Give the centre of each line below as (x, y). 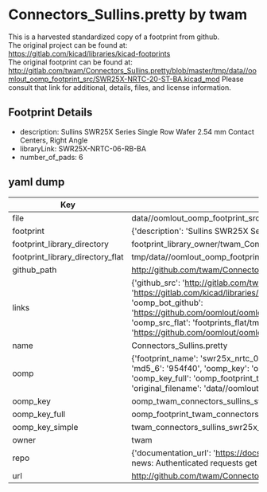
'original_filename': (166, 388)
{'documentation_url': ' (173, 453)
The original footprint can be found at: (70, 62)
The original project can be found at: (68, 45)
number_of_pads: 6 (51, 157)
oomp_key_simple (45, 427)
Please (232, 79)
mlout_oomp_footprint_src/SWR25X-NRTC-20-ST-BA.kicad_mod (114, 79)
